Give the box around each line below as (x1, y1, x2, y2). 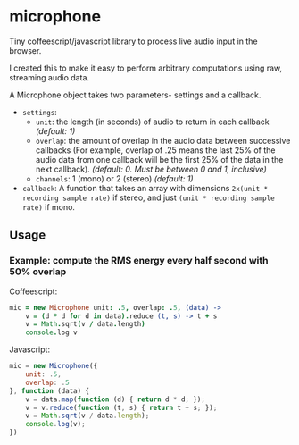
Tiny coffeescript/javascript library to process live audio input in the (9, 36, 258, 46)
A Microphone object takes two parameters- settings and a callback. (9, 89, 262, 100)
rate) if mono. (21, 201, 76, 212)
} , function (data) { (9, 386, 90, 395)
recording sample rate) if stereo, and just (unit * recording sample (21, 192, 275, 203)
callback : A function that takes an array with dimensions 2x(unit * (21, 182, 269, 193)
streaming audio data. (9, 71, 90, 82)
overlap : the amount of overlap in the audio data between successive (35, 135, 291, 146)
